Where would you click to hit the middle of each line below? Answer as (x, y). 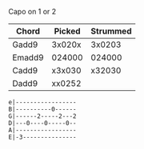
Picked (68, 31)
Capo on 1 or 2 (32, 12)
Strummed (111, 31)
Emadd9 (28, 57)
